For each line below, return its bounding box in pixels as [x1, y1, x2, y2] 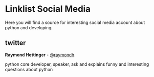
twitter [5, 39, 26, 47]
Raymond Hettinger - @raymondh [5, 52, 75, 58]
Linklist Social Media [5, 3, 91, 15]
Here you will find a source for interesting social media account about [5, 19, 145, 25]
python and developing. [5, 24, 53, 30]
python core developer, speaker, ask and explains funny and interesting [5, 61, 149, 67]
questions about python [5, 66, 53, 72]
